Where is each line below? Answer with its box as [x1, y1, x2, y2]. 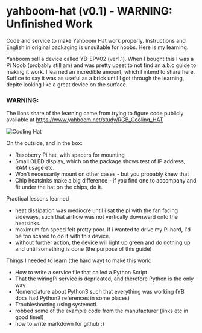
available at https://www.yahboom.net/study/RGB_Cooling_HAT [6, 116, 163, 123]
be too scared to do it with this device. [14, 233, 110, 240]
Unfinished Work [6, 17, 93, 31]
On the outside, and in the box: [6, 140, 83, 147]
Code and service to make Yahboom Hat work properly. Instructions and [6, 37, 186, 44]
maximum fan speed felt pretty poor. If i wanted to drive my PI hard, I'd [14, 226, 191, 233]
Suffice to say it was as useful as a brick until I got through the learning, [6, 74, 185, 82]
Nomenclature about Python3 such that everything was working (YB [14, 288, 185, 296]
